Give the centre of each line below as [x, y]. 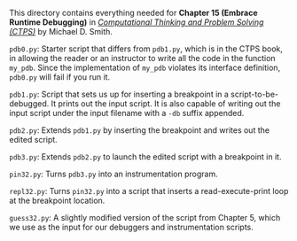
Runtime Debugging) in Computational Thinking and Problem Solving [137, 22]
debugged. [29, 104]
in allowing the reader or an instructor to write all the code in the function [143, 58]
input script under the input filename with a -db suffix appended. [127, 113]
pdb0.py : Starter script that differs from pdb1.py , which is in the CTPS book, [146, 49]
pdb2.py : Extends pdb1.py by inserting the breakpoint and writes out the [140, 130]
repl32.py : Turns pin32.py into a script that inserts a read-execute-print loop [149, 191]
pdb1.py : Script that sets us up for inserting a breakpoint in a [119, 94]
